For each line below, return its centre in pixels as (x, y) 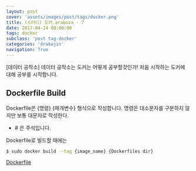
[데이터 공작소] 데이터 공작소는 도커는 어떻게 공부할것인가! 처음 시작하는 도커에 (96, 67)
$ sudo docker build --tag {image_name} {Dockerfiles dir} (80, 151)
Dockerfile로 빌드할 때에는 (37, 140)
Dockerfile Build (36, 93)
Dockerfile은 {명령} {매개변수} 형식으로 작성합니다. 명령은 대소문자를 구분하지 (95, 108)
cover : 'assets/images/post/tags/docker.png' (62, 17)
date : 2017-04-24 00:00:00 (39, 28)
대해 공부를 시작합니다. (32, 74)
